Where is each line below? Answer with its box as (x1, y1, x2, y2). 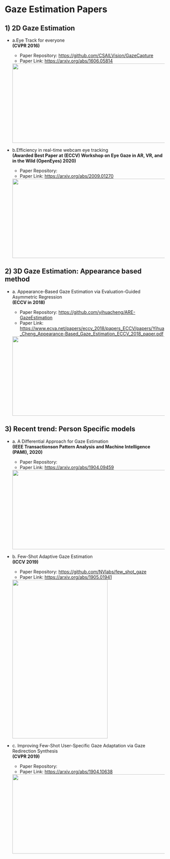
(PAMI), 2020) (12, 449, 43, 455)
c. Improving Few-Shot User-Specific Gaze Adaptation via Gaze (12, 742, 146, 748)
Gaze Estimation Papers (5, 4, 108, 15)
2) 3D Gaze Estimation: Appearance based (5, 267, 142, 276)
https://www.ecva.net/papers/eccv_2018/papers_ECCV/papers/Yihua (19, 325, 164, 331)
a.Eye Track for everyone (12, 37, 65, 43)
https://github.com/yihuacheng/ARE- (58, 309, 135, 315)
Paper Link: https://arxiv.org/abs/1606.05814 (19, 58, 113, 64)
